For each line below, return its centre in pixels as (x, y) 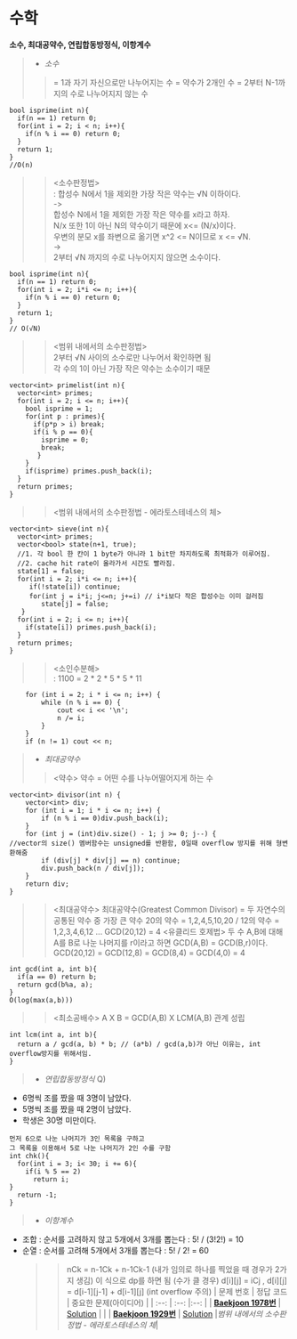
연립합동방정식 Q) (75, 1079)
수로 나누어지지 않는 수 (109, 93)
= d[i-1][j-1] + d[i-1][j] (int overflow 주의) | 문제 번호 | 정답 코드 (177, 1291)
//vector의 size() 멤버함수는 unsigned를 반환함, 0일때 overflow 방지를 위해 (141, 843)
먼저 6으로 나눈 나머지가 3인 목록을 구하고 (77, 1139)
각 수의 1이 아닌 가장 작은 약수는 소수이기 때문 (132, 368)
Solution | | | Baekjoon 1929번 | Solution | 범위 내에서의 (165, 1313)
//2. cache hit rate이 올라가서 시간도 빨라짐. (96, 563)
